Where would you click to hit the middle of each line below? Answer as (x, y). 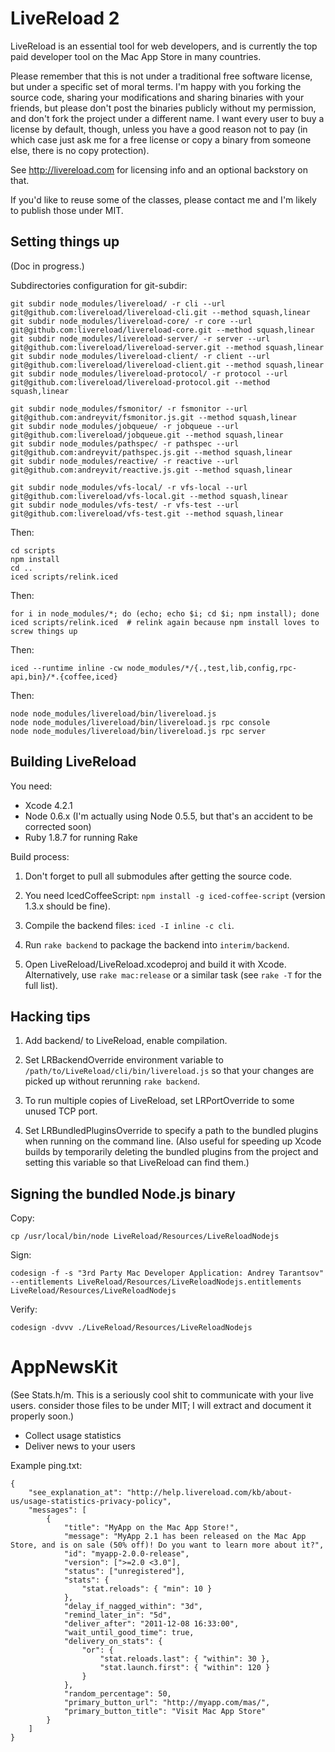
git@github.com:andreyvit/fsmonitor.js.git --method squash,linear (154, 417)
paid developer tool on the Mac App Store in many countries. (136, 56)
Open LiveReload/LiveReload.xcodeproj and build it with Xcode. (155, 964)
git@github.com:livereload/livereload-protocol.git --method (140, 382)
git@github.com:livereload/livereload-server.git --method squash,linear (167, 347)
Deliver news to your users (80, 1446)
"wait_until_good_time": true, (129, 1633)
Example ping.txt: (46, 1466)
